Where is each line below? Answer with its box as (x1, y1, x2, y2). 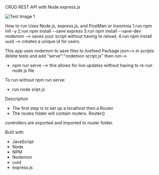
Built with (5, 129, 24, 135)
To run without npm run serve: (5, 77, 66, 83)
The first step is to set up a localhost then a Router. (12, 105, 114, 111)
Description (5, 96, 28, 102)
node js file (12, 68, 35, 73)
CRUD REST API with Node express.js (5, 4, 81, 10)
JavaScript (12, 139, 34, 144)
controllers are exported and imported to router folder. (5, 120, 114, 125)
